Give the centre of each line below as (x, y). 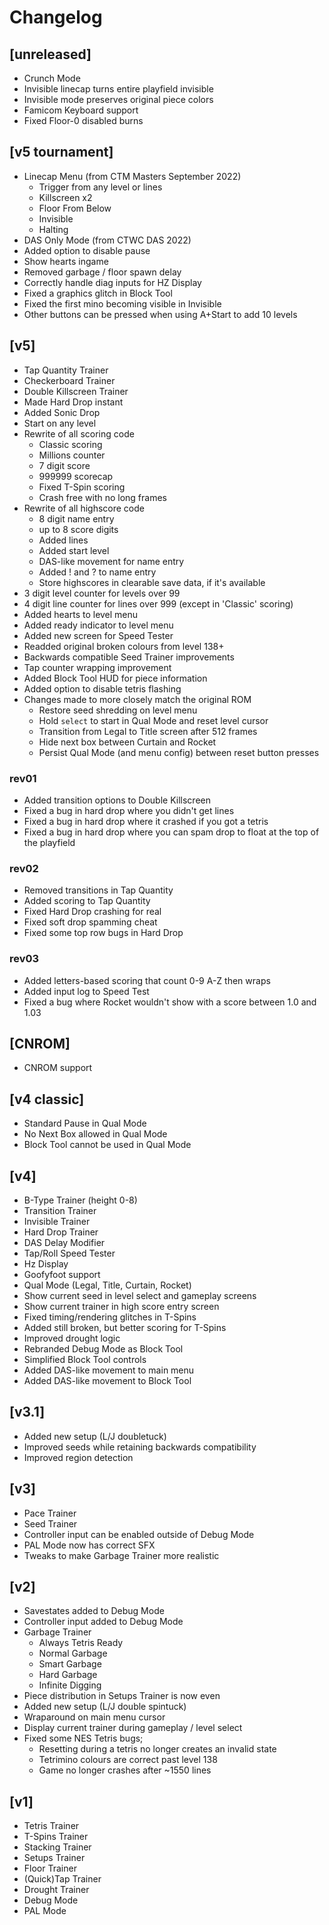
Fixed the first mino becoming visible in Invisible (122, 303)
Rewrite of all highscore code (84, 508)
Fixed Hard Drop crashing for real (92, 912)
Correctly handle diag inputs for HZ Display (112, 282)
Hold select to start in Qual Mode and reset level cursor (153, 720)
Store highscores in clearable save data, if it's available (152, 582)
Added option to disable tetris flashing (102, 688)
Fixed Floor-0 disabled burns (83, 120)
